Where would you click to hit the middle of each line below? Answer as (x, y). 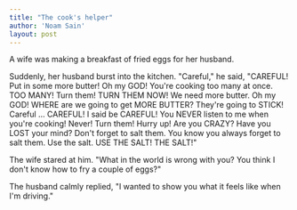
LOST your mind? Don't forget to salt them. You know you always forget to (145, 133)
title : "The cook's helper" (61, 17)
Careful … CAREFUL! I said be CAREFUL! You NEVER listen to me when (139, 114)
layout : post (33, 34)
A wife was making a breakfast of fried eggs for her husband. (122, 60)
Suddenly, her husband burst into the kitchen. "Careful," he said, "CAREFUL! (149, 77)
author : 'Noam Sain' (48, 26)
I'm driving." (32, 196)
